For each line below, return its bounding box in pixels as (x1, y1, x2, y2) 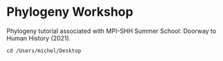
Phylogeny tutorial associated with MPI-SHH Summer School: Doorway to (6, 27, 217, 35)
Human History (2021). (6, 34, 71, 42)
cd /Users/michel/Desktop (6, 47, 81, 54)
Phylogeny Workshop (6, 4, 134, 20)
